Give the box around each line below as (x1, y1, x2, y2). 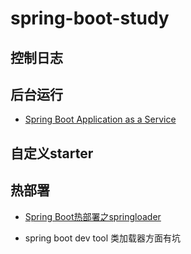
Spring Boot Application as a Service (24, 113, 177, 126)
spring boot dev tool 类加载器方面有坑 (24, 232, 182, 244)
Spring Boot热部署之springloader (24, 210, 162, 222)
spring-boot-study (10, 7, 170, 30)
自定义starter (10, 145, 94, 162)
